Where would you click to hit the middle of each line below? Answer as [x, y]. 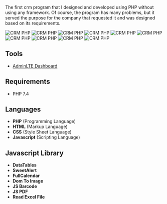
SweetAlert [25, 170]
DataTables [24, 165]
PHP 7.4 [21, 93]
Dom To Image [28, 181]
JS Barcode [25, 186]
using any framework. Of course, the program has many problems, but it [80, 12]
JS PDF [20, 191]
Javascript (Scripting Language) [46, 137]
